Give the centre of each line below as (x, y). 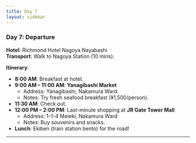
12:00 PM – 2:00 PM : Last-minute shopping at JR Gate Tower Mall (94, 110)
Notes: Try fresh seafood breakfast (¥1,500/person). (86, 97)
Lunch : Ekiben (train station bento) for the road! (72, 128)
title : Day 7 (22, 11)
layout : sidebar (26, 17)
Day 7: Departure (31, 37)
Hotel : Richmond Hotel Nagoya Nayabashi (57, 50)
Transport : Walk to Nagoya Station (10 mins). (60, 56)
